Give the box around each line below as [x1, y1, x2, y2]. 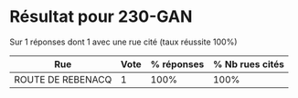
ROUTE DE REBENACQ [14, 73, 112, 85]
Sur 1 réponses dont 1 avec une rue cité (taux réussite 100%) [9, 36, 238, 47]
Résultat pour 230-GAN [9, 6, 193, 27]
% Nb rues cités [213, 57, 285, 70]
